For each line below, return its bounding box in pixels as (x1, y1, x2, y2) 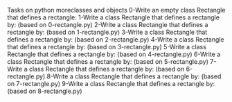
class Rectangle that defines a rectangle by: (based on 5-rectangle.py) (7, 58, 209, 65)
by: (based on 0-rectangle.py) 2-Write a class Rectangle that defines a (7, 21, 208, 28)
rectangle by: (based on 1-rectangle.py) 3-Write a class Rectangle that (7, 28, 208, 36)
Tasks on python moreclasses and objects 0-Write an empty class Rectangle (7, 6, 226, 14)
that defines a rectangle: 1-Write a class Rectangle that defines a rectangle (7, 13, 220, 22)
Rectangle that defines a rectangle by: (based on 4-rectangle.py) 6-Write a (7, 50, 221, 58)
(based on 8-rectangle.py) (7, 87, 82, 95)
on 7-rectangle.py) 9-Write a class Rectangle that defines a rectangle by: (7, 80, 215, 87)
